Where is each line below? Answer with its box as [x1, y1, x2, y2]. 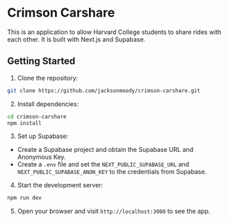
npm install [7, 119, 42, 126]
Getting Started [7, 55, 76, 67]
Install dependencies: [17, 99, 79, 108]
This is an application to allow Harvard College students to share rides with [7, 28, 222, 36]
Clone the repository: [17, 74, 79, 82]
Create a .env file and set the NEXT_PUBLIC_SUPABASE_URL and [17, 160, 190, 169]
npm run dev [7, 194, 42, 202]
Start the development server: [17, 181, 104, 189]
